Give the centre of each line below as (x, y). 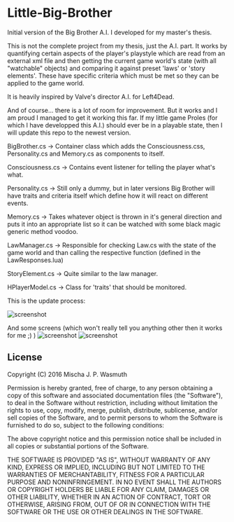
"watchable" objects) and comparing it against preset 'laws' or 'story (107, 68)
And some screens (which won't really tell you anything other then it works (115, 328)
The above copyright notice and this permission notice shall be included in (114, 439)
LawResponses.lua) (36, 260)
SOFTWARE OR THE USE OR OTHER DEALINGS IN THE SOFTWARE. (105, 511)
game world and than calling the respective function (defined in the (104, 252)
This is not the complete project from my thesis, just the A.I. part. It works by (117, 46)
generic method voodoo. (43, 231)
